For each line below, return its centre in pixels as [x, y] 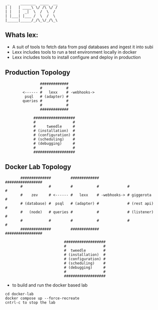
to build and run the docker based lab [50, 285]
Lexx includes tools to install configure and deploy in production [76, 57]
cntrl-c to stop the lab [30, 303]
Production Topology [38, 72]
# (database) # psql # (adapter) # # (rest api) [87, 204]
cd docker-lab [20, 294]
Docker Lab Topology [38, 167]
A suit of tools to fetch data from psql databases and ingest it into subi [83, 47]
